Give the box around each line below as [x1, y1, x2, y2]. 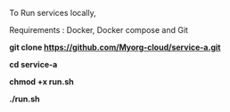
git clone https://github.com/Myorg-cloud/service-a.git [9, 42, 221, 52]
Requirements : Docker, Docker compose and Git [9, 25, 189, 35]
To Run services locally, [9, 8, 96, 18]
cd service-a [9, 60, 58, 69]
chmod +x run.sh [9, 76, 74, 87]
